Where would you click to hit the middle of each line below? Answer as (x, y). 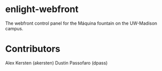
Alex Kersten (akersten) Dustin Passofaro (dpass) (57, 63)
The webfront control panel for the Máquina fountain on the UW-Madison (81, 23)
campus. (14, 28)
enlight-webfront (42, 9)
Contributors (33, 49)
